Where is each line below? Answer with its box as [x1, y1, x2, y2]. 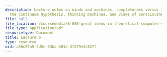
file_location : [5, 21, 37, 26]
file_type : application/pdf [5, 26, 64, 31]
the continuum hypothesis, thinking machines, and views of [9, 12, 137, 17]
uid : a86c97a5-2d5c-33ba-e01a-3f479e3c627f [5, 44, 97, 49]
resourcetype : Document [5, 30, 55, 35]
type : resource [5, 40, 37, 45]
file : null [5, 16, 28, 21]
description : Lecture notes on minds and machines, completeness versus [5, 7, 159, 12]
